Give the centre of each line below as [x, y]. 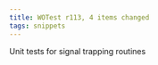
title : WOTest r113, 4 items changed [79, 17]
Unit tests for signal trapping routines [78, 51]
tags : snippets [37, 26]
